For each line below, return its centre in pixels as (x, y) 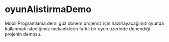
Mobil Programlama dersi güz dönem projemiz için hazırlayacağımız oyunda (84, 23)
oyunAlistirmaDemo (48, 9)
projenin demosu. (23, 34)
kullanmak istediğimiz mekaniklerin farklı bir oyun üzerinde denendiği (77, 28)
